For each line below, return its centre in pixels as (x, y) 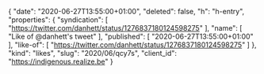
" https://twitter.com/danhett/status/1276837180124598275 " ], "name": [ (125, 28)
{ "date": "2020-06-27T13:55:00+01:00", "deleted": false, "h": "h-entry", (126, 11)
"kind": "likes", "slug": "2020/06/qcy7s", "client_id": (92, 53)
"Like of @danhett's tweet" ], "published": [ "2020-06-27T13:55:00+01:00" (131, 36)
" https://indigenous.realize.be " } (61, 61)
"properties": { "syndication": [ (58, 20)
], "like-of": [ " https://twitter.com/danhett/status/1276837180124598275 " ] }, (132, 45)
